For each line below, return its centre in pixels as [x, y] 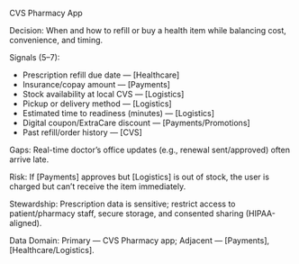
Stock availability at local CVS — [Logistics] [103, 94]
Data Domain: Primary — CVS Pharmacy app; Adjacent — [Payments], [140, 241]
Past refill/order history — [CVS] [82, 132]
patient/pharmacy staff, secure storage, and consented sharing [127, 214]
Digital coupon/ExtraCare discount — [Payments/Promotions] [136, 123]
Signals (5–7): [35, 57]
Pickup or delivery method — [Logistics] [97, 104]
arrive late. [29, 159]
